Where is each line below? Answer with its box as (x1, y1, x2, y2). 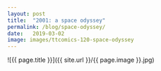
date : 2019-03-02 (7, 30, 65, 37)
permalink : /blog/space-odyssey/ (7, 23, 106, 30)
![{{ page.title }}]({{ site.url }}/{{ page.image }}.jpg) (7, 56, 155, 64)
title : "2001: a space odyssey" (7, 17, 106, 24)
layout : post (7, 10, 46, 18)
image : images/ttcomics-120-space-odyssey (7, 37, 134, 44)
